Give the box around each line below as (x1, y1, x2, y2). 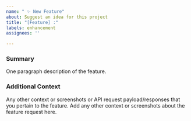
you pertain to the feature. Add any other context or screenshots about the (6, 102, 185, 109)
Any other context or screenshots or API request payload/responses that (6, 96, 181, 103)
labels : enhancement (6, 25, 56, 31)
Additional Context (6, 82, 61, 91)
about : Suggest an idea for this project (6, 14, 108, 20)
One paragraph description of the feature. (6, 68, 107, 75)
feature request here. (6, 108, 57, 115)
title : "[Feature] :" (6, 19, 59, 25)
